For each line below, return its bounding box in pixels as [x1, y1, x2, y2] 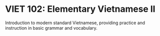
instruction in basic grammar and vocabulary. [5, 25, 98, 31]
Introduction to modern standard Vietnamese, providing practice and [5, 20, 145, 26]
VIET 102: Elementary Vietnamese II [5, 3, 156, 15]
